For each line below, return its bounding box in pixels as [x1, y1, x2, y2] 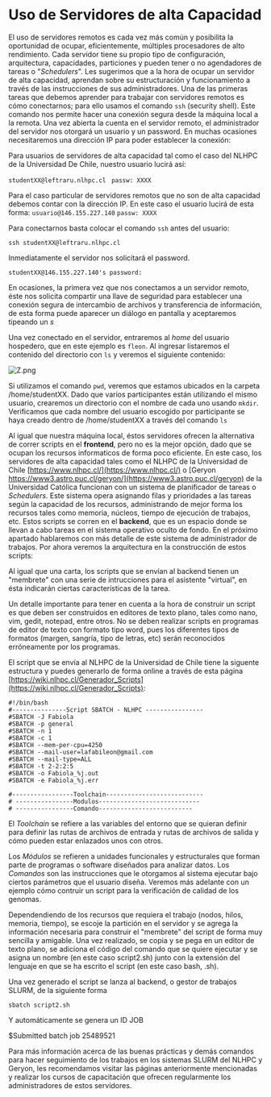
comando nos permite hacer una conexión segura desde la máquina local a [8, 109, 258, 118]
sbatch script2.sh [8, 1001, 70, 1009]
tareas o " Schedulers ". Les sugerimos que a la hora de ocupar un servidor [8, 66, 255, 76]
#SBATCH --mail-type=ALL [8, 755, 92, 763]
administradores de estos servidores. [8, 1080, 132, 1090]
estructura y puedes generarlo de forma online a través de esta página [8, 666, 244, 675]
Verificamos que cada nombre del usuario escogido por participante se [8, 406, 245, 416]
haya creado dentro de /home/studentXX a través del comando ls [8, 415, 227, 425]
